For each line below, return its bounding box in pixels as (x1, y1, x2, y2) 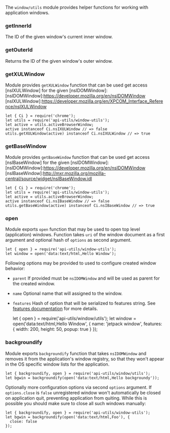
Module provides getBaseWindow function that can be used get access (5, 154, 150, 160)
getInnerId (5, 22, 32, 29)
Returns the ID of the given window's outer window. (5, 58, 113, 64)
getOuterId (5, 47, 33, 54)
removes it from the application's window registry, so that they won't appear (5, 356, 164, 362)
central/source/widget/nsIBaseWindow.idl (5, 176, 92, 182)
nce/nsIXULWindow (5, 103, 47, 109)
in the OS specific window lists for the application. (5, 361, 110, 367)
